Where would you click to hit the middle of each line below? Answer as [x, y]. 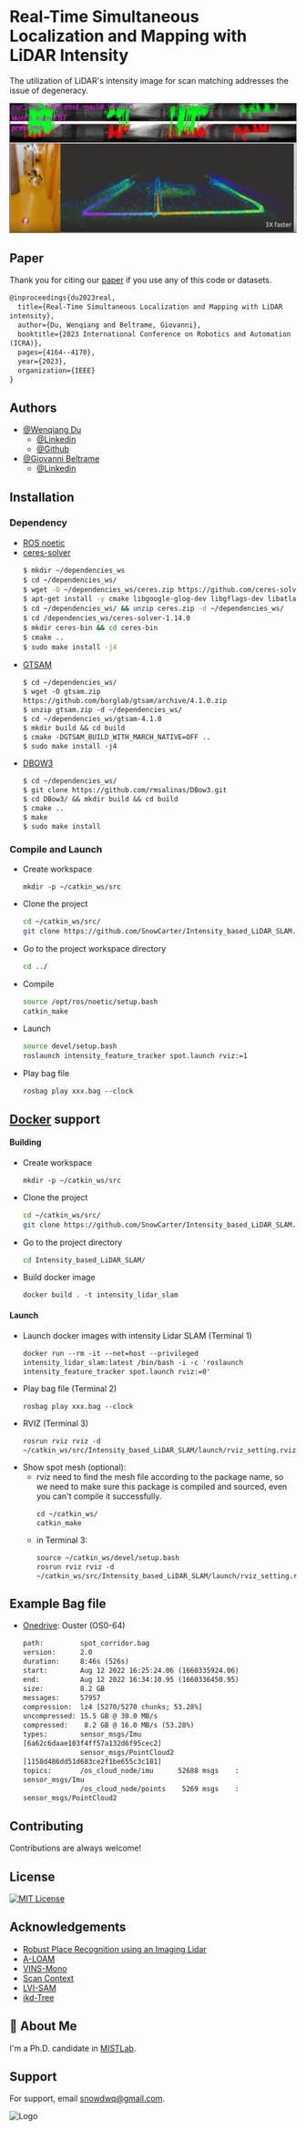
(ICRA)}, [26, 343]
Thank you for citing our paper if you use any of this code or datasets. [141, 280]
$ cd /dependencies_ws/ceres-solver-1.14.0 [107, 618]
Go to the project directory [72, 1242]
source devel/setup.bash [70, 1046]
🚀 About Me [43, 2027]
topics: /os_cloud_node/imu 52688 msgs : [131, 1771]
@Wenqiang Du [52, 430]
